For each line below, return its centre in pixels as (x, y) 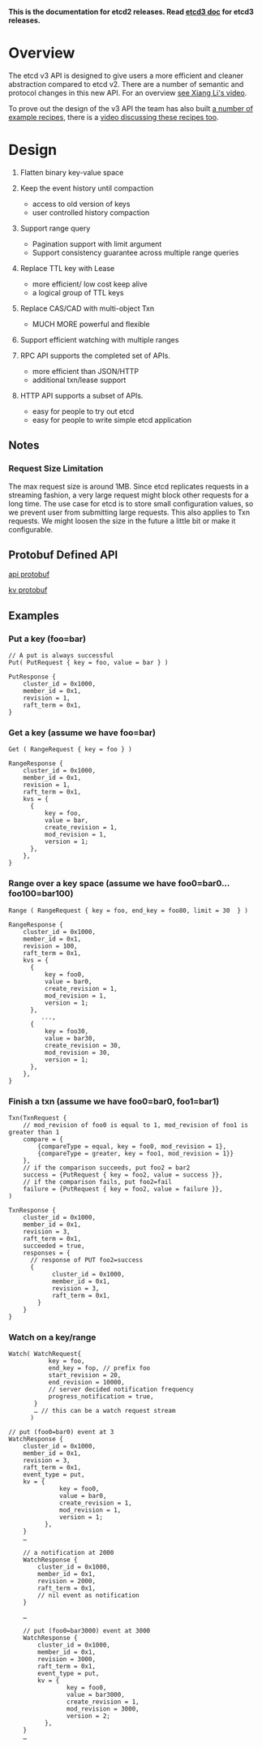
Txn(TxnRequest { (38, 1118)
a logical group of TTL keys (78, 292)
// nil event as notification (88, 1595)
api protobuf (29, 575)
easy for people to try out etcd (83, 411)
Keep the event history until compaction (87, 188)
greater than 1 (34, 1132)
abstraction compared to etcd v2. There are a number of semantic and (126, 84)
